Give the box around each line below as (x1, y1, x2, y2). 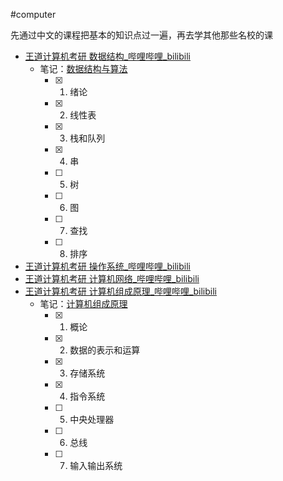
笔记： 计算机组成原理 (39, 298, 128, 309)
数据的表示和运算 (69, 344, 141, 356)
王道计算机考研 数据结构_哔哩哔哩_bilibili (24, 50, 191, 62)
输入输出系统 (69, 460, 123, 471)
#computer (10, 9, 57, 20)
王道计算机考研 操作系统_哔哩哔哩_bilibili (24, 260, 191, 272)
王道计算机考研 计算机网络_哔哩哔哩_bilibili (24, 273, 200, 284)
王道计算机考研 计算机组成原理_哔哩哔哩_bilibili (24, 285, 217, 297)
